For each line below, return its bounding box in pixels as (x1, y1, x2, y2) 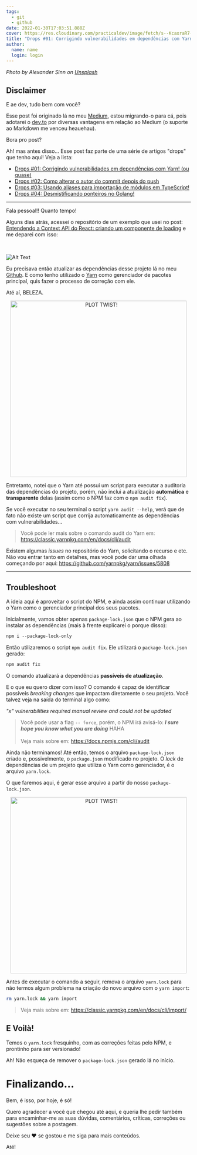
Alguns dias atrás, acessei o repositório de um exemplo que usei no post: (6, 219, 183, 226)
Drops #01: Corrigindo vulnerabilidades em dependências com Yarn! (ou (14, 165, 189, 172)
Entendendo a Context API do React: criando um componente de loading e (6, 225, 186, 232)
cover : (6, 31, 22, 36)
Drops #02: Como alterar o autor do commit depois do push (14, 178, 159, 185)
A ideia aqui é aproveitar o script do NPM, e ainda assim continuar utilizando (6, 598, 191, 605)
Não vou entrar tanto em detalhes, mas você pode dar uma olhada (6, 554, 167, 561)
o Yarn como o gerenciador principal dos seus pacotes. (6, 604, 140, 611)
